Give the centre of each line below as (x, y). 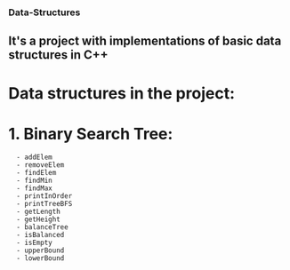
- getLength (39, 212)
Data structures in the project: (121, 93)
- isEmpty (34, 243)
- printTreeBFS (44, 204)
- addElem (34, 157)
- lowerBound (40, 258)
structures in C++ (58, 55)
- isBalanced (40, 235)
